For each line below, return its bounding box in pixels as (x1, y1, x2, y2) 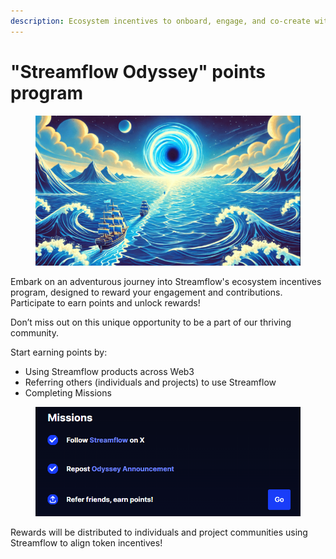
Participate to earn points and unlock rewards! (10, 296, 201, 309)
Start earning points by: (10, 346, 108, 358)
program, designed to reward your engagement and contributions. (10, 286, 283, 298)
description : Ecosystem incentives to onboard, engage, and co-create (10, 16, 311, 26)
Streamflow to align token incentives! (10, 537, 163, 549)
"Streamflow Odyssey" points (10, 60, 266, 83)
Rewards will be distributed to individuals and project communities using (10, 526, 308, 539)
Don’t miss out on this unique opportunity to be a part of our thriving (10, 316, 292, 328)
